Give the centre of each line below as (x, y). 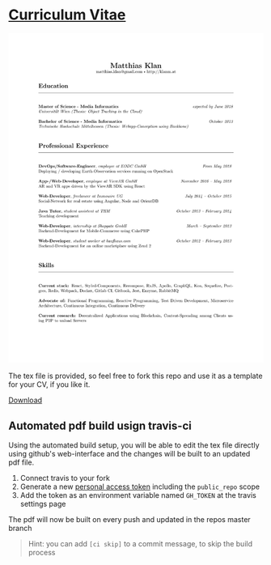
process (42, 553)
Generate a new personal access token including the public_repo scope (140, 486)
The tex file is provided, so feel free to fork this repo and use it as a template (135, 376)
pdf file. (21, 462)
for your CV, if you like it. (49, 384)
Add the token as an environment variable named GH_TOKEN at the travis (138, 495)
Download (25, 400)
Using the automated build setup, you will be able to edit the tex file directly (134, 445)
